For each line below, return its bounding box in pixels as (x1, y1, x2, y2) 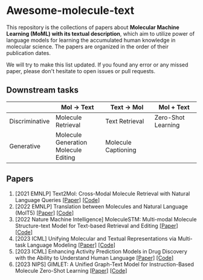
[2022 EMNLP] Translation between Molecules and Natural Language (14, 203, 188, 210)
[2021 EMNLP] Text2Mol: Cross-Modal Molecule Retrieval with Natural (14, 190, 190, 197)
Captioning (105, 146, 137, 154)
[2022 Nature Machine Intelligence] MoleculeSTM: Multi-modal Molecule (14, 215, 197, 223)
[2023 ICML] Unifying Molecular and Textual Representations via (14, 235, 177, 242)
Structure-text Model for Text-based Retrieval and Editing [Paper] (14, 222, 178, 229)
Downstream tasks (6, 85, 79, 96)
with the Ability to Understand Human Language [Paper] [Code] (14, 254, 174, 261)
